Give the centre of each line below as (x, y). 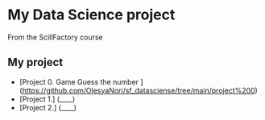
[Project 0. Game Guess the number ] (81, 81)
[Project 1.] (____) (47, 99)
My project (35, 62)
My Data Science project (91, 15)
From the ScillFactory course (56, 37)
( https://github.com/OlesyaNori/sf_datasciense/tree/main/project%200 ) (139, 90)
